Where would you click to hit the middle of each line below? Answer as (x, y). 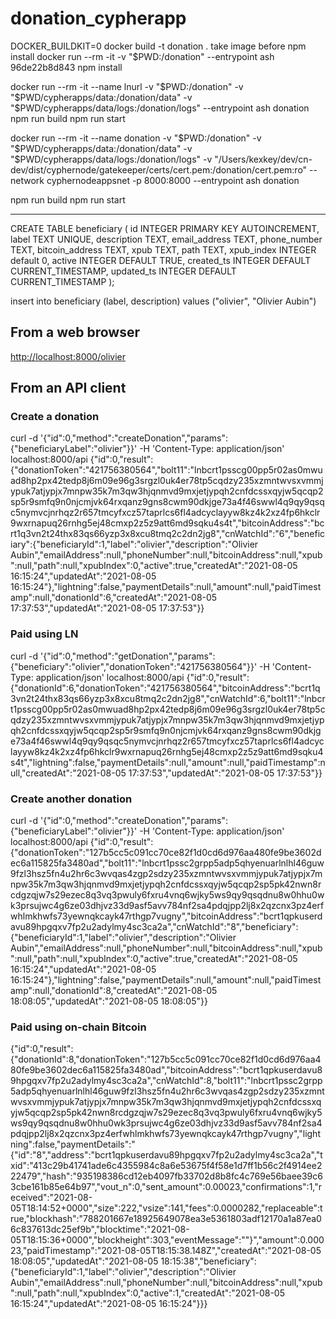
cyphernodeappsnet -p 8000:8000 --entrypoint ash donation (173, 180)
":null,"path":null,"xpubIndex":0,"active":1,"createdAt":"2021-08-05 (147, 1293)
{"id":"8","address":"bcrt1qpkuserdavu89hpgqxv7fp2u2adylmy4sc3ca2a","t (166, 1155)
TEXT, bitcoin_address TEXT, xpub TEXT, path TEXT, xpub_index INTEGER (163, 249)
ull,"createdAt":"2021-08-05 (68, 773)
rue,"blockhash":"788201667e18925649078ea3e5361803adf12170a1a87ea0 (166, 1219)
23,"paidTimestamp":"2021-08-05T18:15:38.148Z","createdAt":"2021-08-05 (166, 1251)
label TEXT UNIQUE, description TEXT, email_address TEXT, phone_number (166, 239)
